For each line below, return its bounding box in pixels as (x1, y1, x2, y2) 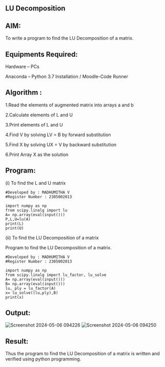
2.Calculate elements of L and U (5, 112, 73, 118)
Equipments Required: (5, 50, 78, 58)
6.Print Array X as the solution (5, 151, 69, 158)
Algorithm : (5, 88, 42, 97)
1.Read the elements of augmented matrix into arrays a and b (5, 102, 134, 108)
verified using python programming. (5, 356, 81, 362)
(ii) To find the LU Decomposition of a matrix (5, 234, 99, 241)
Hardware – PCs (5, 63, 39, 70)
